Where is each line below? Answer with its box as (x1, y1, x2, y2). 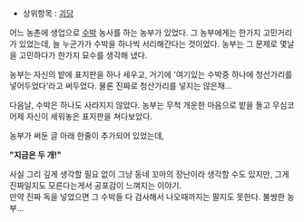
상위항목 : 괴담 (22, 8, 74, 18)
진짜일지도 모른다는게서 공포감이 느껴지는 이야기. (9, 180, 182, 190)
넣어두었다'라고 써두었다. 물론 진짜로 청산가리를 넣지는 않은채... (9, 81, 232, 91)
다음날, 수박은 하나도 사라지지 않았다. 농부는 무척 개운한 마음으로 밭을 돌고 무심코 (9, 100, 295, 111)
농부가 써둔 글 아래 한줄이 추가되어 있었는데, (9, 130, 165, 140)
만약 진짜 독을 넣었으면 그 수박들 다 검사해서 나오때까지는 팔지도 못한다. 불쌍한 (9, 191, 286, 202)
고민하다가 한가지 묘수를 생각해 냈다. (18, 50, 148, 61)
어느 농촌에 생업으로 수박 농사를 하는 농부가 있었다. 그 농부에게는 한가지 (9, 27, 261, 38)
